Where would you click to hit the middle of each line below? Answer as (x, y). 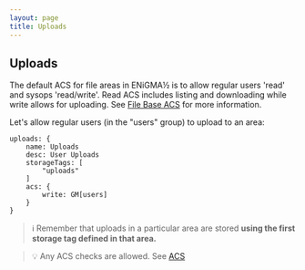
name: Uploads (52, 147)
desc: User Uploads (63, 155)
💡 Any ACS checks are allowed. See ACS (108, 256)
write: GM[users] (75, 195)
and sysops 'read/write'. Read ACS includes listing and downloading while (148, 95)
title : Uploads (38, 26)
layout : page (34, 18)
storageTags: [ (55, 163)
